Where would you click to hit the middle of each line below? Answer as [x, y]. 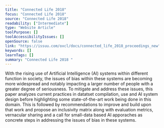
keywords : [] [18, 50]
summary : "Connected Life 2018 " [39, 60]
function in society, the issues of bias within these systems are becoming [79, 79]
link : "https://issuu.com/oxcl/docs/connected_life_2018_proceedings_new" [83, 46]
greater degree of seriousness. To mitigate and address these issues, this [79, 89]
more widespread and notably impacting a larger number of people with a [79, 84]
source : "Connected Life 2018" [37, 19]
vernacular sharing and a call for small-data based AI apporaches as [74, 115]
